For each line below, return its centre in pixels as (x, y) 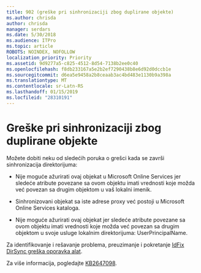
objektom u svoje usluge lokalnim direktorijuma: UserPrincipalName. (101, 233)
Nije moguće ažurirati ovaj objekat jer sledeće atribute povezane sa (100, 220)
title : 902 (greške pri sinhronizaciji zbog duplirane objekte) (90, 12)
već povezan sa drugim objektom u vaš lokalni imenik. (83, 189)
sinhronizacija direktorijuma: (42, 164)
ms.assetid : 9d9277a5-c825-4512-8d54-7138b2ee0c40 (72, 63)
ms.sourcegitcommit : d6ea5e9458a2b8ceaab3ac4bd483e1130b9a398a (89, 75)
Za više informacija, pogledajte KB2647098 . (62, 263)
